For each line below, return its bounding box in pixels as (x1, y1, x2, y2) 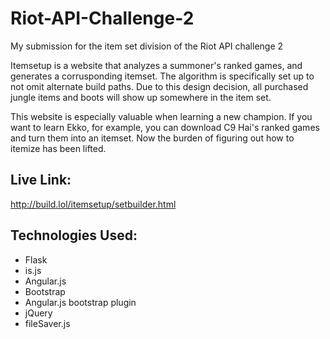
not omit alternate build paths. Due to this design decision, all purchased (10, 80, 309, 92)
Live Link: (10, 172, 72, 189)
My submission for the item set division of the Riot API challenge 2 (10, 40, 284, 52)
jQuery (24, 307, 53, 319)
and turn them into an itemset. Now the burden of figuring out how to (10, 132, 295, 144)
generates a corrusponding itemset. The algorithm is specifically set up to (10, 70, 315, 82)
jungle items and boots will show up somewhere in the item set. (10, 91, 272, 103)
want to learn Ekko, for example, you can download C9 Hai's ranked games (10, 121, 320, 133)
